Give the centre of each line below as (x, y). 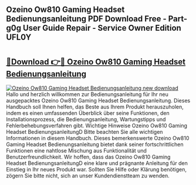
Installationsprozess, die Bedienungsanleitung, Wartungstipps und (86, 119)
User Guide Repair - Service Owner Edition (102, 28)
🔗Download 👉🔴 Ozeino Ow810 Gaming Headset (96, 62)
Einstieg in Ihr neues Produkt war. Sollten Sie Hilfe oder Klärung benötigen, (96, 169)
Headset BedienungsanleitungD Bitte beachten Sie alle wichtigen (85, 132)
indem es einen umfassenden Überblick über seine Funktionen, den (88, 113)
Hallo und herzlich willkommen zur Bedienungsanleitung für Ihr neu (87, 94)
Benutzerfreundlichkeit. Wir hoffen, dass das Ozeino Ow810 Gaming (88, 157)
